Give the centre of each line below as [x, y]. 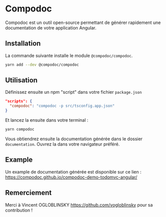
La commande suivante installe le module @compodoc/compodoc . [69, 55]
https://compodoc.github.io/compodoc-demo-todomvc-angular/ [71, 177]
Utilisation [21, 80]
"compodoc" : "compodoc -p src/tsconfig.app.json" [62, 106]
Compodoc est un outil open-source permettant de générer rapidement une [83, 22]
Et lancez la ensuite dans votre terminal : [47, 120]
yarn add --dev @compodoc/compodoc [42, 65]
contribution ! [19, 210]
